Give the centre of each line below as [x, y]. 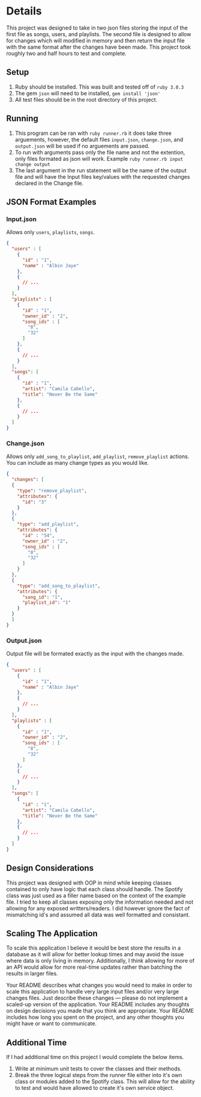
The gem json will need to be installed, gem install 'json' [88, 93]
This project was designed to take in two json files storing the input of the [97, 28]
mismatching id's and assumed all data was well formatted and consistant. [98, 915]
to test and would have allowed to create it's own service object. [94, 1088]
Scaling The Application [52, 934]
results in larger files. [32, 974]
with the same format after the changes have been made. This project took [98, 47]
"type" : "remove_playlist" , [52, 491]
